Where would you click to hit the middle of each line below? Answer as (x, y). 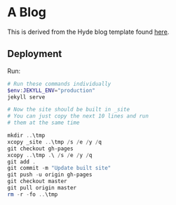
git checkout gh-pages (40, 149)
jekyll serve (26, 97)
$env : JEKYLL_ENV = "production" (52, 90)
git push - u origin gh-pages (50, 175)
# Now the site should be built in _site (69, 110)
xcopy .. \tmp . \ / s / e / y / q (50, 155)
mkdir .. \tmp (26, 135)
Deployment (35, 54)
